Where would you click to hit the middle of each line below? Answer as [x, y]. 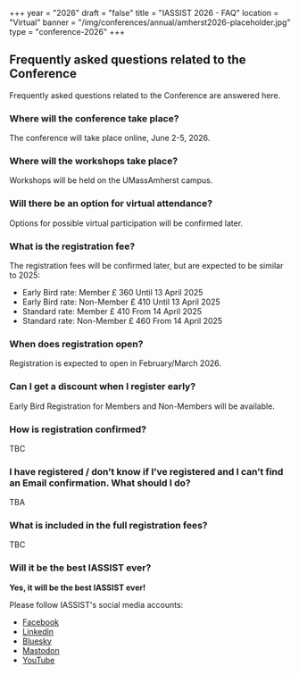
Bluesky [37, 641]
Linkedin [38, 631]
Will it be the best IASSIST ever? [80, 568]
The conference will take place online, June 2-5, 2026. [110, 138]
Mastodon [41, 650]
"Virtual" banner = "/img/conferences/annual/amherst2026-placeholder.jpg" [150, 22]
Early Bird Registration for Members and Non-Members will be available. [142, 406]
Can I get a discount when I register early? [103, 387]
